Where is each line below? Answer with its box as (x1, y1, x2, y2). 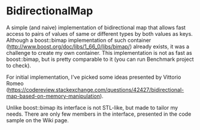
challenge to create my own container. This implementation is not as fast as (6, 49, 193, 56)
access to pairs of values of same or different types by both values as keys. (6, 30, 193, 37)
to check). (6, 61, 32, 69)
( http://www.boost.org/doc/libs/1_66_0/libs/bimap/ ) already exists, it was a (6, 43, 190, 50)
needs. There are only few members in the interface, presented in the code (6, 110, 192, 117)
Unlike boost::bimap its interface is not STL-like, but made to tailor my (6, 104, 178, 111)
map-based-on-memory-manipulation (6, 92, 101, 100)
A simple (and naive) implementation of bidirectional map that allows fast (6, 24, 186, 31)
